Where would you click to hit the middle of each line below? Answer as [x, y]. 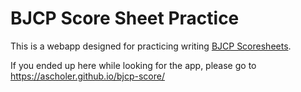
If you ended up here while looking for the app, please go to [133, 65]
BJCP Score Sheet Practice [125, 18]
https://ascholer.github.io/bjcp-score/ [87, 76]
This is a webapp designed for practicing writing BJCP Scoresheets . [151, 46]
